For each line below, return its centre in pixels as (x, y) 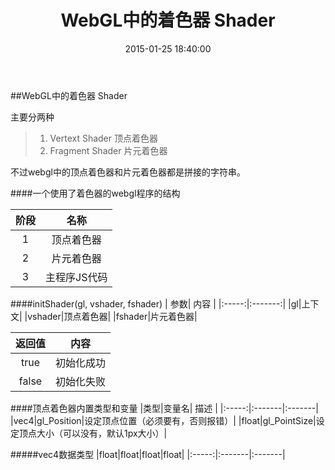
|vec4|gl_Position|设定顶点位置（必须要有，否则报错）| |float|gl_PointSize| (163, 420)
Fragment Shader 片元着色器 (108, 150)
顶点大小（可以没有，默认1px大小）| (93, 433)
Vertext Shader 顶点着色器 (103, 138)
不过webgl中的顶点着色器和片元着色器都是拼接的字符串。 (128, 172)
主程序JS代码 (76, 277)
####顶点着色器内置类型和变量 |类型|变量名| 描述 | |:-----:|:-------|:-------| (164, 408)
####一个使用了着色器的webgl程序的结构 (95, 193)
